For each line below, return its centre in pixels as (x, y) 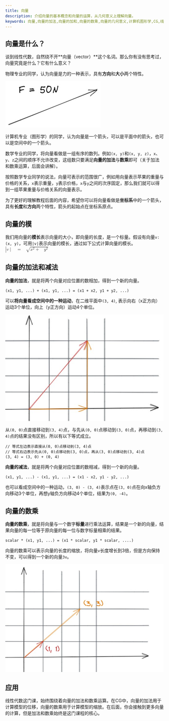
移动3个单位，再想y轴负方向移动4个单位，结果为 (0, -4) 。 (70, 493)
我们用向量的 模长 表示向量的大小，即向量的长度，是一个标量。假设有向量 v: (82, 237)
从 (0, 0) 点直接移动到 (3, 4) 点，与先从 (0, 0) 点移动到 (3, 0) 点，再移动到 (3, (84, 430)
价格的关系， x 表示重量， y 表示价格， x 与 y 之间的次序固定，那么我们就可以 (80, 183)
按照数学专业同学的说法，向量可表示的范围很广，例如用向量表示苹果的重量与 (84, 177)
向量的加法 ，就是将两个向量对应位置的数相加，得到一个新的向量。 (73, 281)
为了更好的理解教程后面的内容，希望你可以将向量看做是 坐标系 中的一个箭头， (84, 200)
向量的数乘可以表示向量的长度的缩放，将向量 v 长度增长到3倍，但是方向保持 (82, 550)
